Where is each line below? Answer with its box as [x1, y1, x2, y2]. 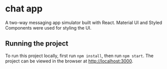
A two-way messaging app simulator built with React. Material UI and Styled [5, 19, 162, 25]
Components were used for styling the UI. [5, 24, 92, 30]
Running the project [5, 39, 69, 48]
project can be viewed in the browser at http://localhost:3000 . [5, 58, 133, 64]
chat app [5, 3, 43, 14]
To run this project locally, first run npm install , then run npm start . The [5, 52, 154, 58]
